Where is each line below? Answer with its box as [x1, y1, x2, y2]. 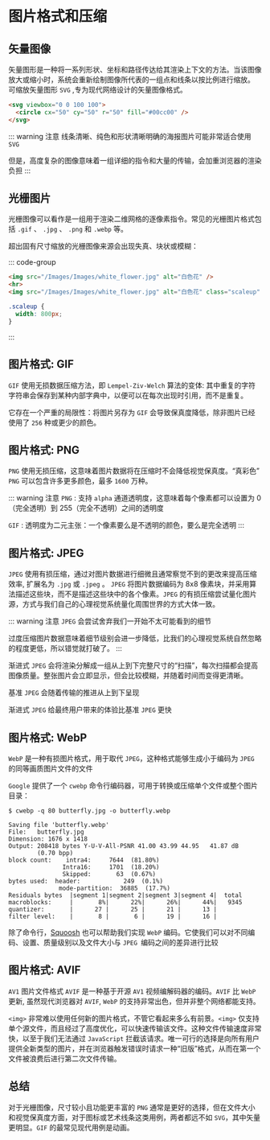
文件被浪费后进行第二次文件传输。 [8, 1053, 121, 1063]
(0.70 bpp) [37, 849, 74, 857]
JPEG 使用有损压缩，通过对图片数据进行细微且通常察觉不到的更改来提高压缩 [8, 569, 257, 579]
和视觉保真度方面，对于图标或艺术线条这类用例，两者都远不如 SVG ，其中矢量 [8, 1112, 261, 1122]
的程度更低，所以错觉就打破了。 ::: [8, 644, 123, 653]
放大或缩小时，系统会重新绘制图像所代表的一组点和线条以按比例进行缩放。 [8, 75, 255, 84]
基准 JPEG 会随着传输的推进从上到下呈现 [8, 688, 140, 698]
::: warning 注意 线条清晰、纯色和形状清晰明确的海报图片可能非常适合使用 [8, 131, 252, 141]
